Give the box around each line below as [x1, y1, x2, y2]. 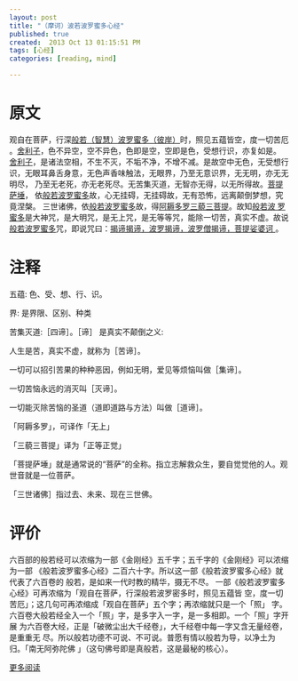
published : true [9, 29, 69, 38]
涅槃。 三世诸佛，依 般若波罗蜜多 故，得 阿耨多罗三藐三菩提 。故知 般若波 [16, 201, 276, 212]
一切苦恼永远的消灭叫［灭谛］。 [9, 383, 122, 394]
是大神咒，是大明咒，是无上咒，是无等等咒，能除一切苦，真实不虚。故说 [25, 212, 289, 222]
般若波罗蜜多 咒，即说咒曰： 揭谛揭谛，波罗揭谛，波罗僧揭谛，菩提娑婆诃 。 [9, 223, 284, 234]
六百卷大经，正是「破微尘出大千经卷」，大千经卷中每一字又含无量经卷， [26, 621, 287, 631]
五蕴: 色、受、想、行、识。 [9, 288, 107, 299]
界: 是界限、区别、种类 [9, 308, 91, 318]
